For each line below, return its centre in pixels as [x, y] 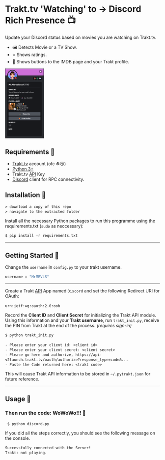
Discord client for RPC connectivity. [48, 179]
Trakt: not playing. [26, 453]
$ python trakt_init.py [29, 335]
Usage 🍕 [18, 399]
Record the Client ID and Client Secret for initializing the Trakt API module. [81, 315]
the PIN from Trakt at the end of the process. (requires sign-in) [68, 325]
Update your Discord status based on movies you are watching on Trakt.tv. [81, 37]
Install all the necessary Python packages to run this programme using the [80, 221]
